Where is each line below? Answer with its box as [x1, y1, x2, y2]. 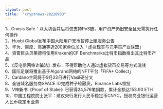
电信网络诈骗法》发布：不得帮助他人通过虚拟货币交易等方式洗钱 [18, 62, 146, 68]
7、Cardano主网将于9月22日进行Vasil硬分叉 [5, 74, 93, 80]
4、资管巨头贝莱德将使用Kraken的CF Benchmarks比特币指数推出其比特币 [5, 50, 152, 56]
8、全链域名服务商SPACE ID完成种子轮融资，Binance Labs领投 [5, 80, 130, 86]
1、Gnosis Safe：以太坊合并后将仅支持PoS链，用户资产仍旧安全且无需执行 [5, 25, 154, 32]
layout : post [5, 7, 32, 12]
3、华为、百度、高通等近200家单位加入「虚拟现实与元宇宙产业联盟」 [5, 44, 144, 50]
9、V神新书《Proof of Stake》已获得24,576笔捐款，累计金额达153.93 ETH [5, 86, 153, 92]
